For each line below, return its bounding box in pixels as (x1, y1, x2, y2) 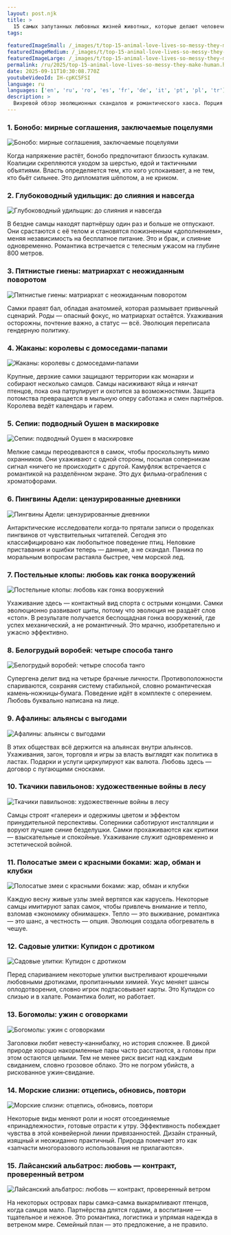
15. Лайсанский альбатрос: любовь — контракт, (7, 1161, 177, 1170)
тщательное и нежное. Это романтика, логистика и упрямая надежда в (7, 1213, 218, 1221)
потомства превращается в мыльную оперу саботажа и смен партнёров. (7, 394, 224, 403)
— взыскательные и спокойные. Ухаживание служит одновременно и (7, 832, 214, 841)
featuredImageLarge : (7, 55, 67, 62)
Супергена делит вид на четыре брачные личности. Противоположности (7, 674, 223, 683)
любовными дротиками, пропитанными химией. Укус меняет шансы (7, 978, 210, 986)
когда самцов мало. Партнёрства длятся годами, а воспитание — (7, 1206, 201, 1214)
